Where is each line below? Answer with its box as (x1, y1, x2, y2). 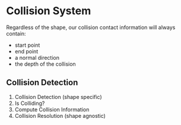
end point (14, 47, 39, 55)
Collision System (6, 4, 91, 18)
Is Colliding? (14, 100, 45, 107)
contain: (6, 30, 26, 37)
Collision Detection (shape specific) (14, 93, 102, 100)
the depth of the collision (14, 60, 76, 68)
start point (14, 41, 40, 49)
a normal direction (14, 54, 60, 61)
